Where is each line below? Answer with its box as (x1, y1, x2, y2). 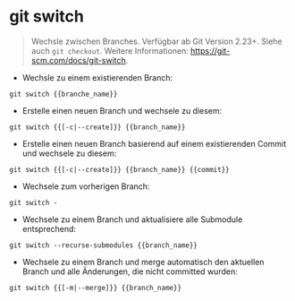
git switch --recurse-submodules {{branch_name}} (9, 240, 198, 250)
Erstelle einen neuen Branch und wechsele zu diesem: (21, 105, 223, 116)
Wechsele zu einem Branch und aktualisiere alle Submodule (21, 213, 243, 225)
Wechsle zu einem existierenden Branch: (21, 72, 173, 82)
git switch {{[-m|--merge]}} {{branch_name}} (9, 283, 181, 292)
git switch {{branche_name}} (9, 90, 118, 99)
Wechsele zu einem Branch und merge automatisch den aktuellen (21, 256, 265, 267)
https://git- (190, 45, 231, 56)
